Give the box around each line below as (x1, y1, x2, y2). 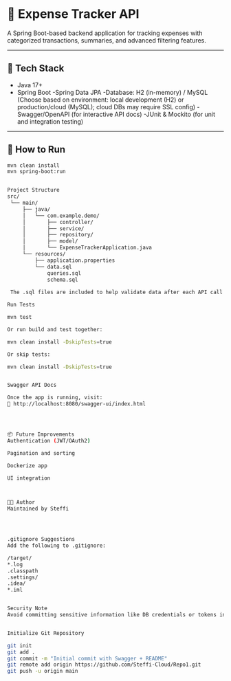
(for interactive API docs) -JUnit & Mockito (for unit (71, 110, 215, 118)
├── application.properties (34, 257, 115, 264)
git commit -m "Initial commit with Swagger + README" (7, 655, 168, 662)
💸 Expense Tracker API (7, 6, 140, 22)
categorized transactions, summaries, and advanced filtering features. (7, 36, 206, 44)
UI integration (7, 474, 51, 482)
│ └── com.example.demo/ (22, 212, 100, 219)
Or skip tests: (7, 350, 51, 358)
